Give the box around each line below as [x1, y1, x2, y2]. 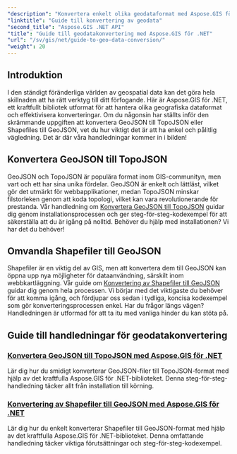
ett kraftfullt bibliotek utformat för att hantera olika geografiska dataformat [7, 103, 222, 112]
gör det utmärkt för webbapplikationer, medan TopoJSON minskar [7, 187, 200, 196]
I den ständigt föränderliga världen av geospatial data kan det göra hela [7, 88, 215, 96]
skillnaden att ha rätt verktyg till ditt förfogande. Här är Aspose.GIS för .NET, [7, 95, 228, 104]
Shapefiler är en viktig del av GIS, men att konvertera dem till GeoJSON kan [7, 264, 226, 273]
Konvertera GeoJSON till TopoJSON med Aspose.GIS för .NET [7, 350, 223, 360]
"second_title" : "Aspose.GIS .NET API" [7, 23, 125, 30]
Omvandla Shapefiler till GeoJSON [7, 245, 162, 258]
